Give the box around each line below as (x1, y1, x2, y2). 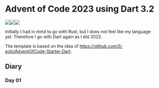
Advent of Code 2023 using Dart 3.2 (5, 3, 155, 15)
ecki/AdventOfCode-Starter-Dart (5, 48, 71, 54)
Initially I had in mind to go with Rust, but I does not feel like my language (5, 28, 151, 35)
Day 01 (5, 77, 21, 84)
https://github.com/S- (79, 43, 123, 49)
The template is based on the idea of (5, 43, 79, 49)
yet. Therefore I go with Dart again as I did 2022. (5, 34, 103, 39)
